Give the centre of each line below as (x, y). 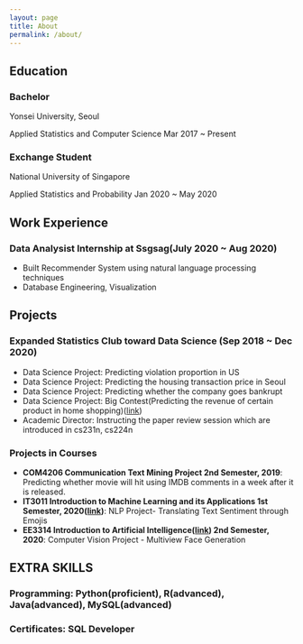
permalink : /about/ (46, 34)
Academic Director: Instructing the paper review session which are (146, 419)
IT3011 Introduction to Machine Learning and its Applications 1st (145, 501)
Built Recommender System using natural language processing (139, 268)
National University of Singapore (70, 177)
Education (39, 71)
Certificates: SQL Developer (72, 630)
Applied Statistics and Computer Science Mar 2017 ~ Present (123, 134)
